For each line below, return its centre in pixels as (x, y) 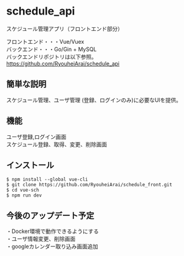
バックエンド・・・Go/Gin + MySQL (52, 49)
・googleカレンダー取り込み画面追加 (52, 246)
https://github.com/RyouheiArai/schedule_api (63, 63)
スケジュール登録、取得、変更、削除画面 (57, 144)
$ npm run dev (24, 195)
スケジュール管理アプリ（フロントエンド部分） (65, 29)
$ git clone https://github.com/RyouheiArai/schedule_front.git (89, 185)
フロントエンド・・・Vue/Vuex (45, 41)
